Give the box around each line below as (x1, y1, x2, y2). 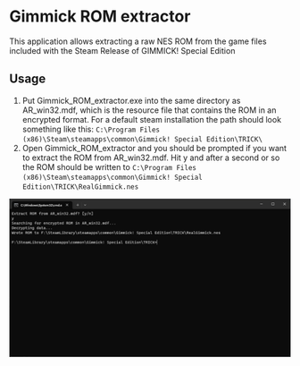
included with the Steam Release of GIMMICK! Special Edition (9, 45, 236, 55)
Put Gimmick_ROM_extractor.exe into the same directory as (21, 95, 241, 106)
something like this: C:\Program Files (21, 123, 161, 134)
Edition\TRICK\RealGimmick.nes (21, 182, 139, 192)
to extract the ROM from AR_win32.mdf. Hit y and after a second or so (21, 152, 280, 163)
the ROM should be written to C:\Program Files (21, 161, 196, 172)
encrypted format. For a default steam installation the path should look (21, 114, 282, 124)
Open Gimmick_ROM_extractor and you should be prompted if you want (21, 142, 287, 153)
